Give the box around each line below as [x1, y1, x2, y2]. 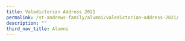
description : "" [6, 20, 47, 26]
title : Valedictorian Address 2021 [6, 8, 96, 15]
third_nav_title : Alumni [6, 25, 69, 32]
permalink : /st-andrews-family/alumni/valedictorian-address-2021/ [6, 14, 180, 20]
